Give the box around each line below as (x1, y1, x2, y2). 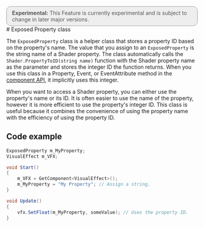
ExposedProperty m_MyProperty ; (6, 147, 86, 154)
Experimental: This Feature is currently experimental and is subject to (12, 9, 187, 16)
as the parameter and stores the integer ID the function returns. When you (6, 63, 192, 71)
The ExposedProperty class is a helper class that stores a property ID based (6, 38, 194, 44)
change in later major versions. (12, 16, 89, 23)
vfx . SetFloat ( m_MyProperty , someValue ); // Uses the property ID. (17, 209, 189, 215)
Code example (6, 131, 63, 142)
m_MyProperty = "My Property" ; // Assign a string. (17, 181, 151, 187)
